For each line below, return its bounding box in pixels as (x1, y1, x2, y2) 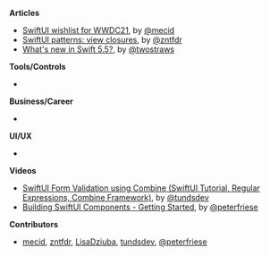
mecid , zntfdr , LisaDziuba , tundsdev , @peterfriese (21, 236, 207, 247)
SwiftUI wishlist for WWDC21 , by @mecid (21, 25, 175, 35)
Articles (9, 8, 40, 18)
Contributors (9, 219, 59, 229)
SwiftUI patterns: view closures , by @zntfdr (21, 35, 182, 45)
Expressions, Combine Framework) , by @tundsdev (21, 192, 210, 202)
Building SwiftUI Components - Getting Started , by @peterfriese (21, 201, 258, 212)
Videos (9, 166, 37, 175)
